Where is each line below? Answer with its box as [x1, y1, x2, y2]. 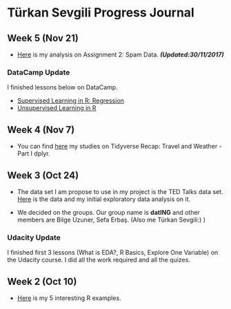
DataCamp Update [7, 67, 70, 77]
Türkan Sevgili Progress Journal [7, 5, 194, 21]
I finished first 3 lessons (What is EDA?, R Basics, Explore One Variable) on [7, 248, 219, 257]
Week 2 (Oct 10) [7, 275, 77, 287]
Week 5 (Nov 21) [7, 32, 79, 44]
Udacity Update [7, 233, 61, 242]
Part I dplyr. [17, 149, 50, 158]
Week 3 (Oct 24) [7, 169, 79, 181]
